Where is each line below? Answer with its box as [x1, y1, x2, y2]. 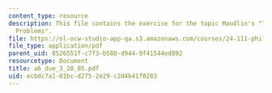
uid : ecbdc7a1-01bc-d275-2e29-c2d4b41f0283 [8, 72, 158, 80]
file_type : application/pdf [8, 42, 104, 50]
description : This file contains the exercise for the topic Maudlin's [8, 19, 255, 27]
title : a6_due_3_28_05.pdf [8, 65, 100, 73]
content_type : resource [8, 11, 89, 20]
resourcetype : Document [8, 57, 89, 66]
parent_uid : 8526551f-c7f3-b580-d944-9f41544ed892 [8, 49, 183, 57]
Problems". [15, 27, 53, 35]
